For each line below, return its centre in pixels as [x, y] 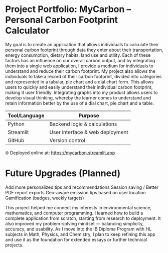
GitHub [16, 140]
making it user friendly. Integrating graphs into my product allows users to [81, 92]
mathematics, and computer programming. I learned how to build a [74, 213]
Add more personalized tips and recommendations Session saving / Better [82, 187]
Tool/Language [26, 115]
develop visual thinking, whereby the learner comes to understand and [78, 98]
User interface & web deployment [89, 132]
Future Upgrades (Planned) [63, 173]
